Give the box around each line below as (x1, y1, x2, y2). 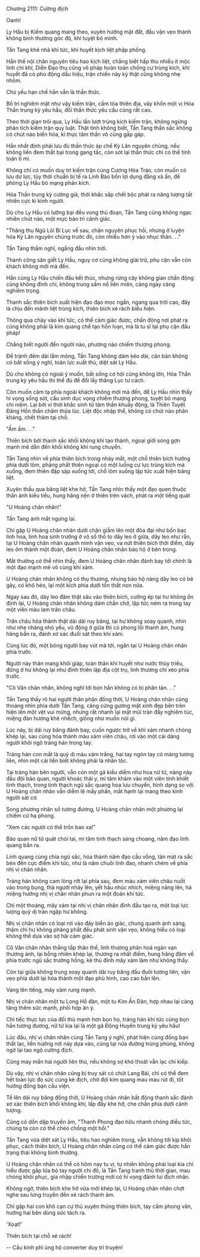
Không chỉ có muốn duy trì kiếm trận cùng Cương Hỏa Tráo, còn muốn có (6, 167, 187, 174)
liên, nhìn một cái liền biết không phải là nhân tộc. (6, 757, 128, 764)
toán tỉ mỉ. (6, 155, 31, 162)
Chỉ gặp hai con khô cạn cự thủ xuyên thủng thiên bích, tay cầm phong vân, (6, 1203, 193, 1210)
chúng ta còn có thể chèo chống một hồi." (6, 1125, 110, 1131)
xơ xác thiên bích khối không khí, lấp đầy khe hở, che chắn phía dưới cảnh (6, 1100, 188, 1107)
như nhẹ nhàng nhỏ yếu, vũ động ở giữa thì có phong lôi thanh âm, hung (6, 624, 184, 631)
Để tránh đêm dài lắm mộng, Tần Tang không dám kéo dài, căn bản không (6, 352, 188, 360)
